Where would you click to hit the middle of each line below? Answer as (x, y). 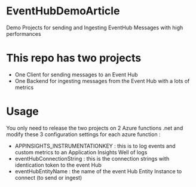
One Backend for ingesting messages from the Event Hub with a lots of (102, 81)
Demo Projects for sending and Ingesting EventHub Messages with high (95, 27)
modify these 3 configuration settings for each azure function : (83, 134)
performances (24, 33)
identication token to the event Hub (58, 165)
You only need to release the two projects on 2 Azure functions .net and (95, 128)
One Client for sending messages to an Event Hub (76, 74)
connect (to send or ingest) (48, 177)
